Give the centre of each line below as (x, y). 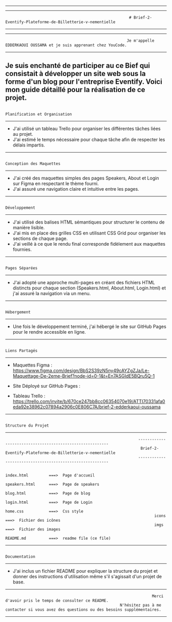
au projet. (23, 134)
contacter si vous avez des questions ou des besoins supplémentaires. (83, 610)
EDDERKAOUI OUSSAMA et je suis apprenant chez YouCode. (66, 45)
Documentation (20, 556)
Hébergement (18, 312)
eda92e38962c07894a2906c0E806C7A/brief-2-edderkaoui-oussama (87, 407)
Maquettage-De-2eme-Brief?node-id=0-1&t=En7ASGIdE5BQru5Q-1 (84, 376)
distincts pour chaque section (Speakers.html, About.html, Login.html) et (89, 288)
